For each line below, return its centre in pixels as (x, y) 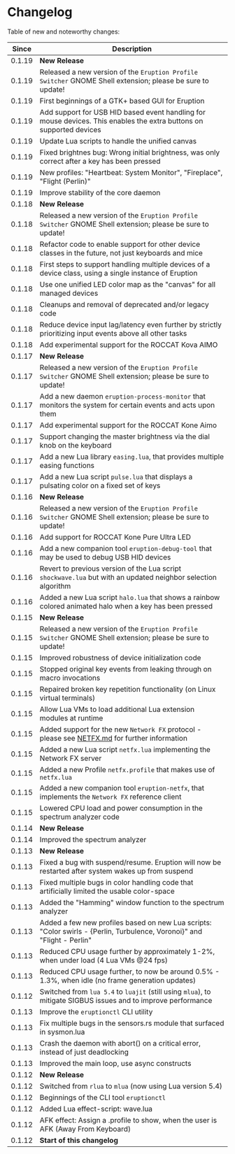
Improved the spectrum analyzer (93, 839)
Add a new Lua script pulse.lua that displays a (116, 476)
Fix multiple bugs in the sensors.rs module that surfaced (132, 1023)
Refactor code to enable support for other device (120, 244)
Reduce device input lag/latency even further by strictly (130, 325)
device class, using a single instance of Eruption (119, 273)
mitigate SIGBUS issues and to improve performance (126, 1000)
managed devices (69, 293)
